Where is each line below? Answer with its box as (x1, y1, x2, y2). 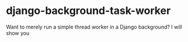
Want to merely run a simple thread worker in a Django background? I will (6, 23, 182, 30)
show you (6, 29, 30, 36)
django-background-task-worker (6, 4, 171, 17)
